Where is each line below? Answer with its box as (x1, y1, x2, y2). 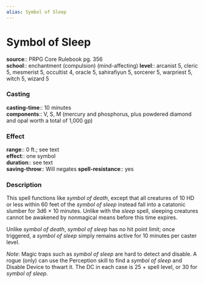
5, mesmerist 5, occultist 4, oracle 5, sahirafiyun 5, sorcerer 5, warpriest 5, (6, 68, 193, 76)
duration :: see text (6, 159, 53, 167)
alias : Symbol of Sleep (6, 9, 67, 15)
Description (6, 181, 42, 189)
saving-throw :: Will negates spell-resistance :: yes (6, 165, 134, 173)
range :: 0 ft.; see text (6, 146, 60, 153)
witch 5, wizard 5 (6, 74, 49, 82)
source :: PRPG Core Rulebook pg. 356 (6, 56, 103, 63)
